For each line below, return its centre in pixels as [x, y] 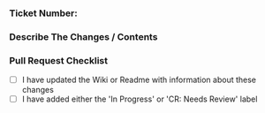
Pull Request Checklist [59, 60]
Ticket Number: [43, 13]
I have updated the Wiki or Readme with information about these [139, 80]
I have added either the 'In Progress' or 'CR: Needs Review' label [140, 99]
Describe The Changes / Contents [83, 36]
